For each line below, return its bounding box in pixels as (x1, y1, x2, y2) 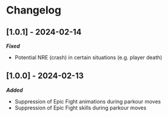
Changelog (6, 4, 62, 17)
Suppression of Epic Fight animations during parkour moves (14, 98, 161, 105)
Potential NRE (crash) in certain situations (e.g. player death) (14, 54, 163, 61)
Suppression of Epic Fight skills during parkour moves (14, 104, 147, 111)
